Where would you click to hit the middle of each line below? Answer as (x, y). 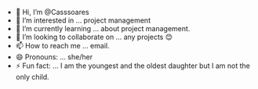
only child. (32, 77)
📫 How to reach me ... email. (62, 46)
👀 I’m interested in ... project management (83, 20)
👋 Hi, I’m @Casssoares (52, 12)
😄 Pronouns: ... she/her (54, 57)
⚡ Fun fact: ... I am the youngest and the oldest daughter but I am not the (133, 66)
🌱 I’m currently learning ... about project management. (103, 28)
